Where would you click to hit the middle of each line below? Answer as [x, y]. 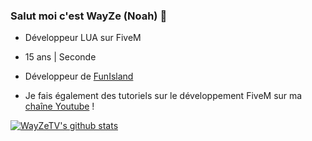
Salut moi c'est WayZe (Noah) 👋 [89, 16]
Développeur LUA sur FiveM [83, 38]
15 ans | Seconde [60, 57]
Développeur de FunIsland [79, 76]
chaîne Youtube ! [59, 106]
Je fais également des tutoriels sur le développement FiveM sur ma [163, 96]
